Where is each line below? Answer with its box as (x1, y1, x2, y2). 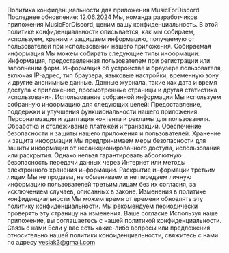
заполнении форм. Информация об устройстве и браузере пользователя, (7, 64, 223, 72)
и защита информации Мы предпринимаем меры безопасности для (7, 137, 206, 144)
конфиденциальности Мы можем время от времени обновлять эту (7, 195, 204, 202)
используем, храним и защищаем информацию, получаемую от (7, 35, 195, 43)
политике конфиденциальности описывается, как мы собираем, (7, 27, 196, 36)
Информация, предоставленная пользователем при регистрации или (7, 57, 211, 64)
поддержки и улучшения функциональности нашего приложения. (7, 107, 200, 116)
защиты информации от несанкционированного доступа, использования (7, 144, 221, 152)
